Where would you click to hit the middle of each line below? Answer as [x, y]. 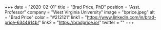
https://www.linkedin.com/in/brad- [121, 17]
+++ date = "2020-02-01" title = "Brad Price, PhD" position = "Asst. [72, 7]
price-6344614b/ [22, 22]
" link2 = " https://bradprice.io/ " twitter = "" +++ [87, 22]
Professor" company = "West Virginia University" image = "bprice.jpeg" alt [80, 12]
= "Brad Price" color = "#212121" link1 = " [46, 17]
